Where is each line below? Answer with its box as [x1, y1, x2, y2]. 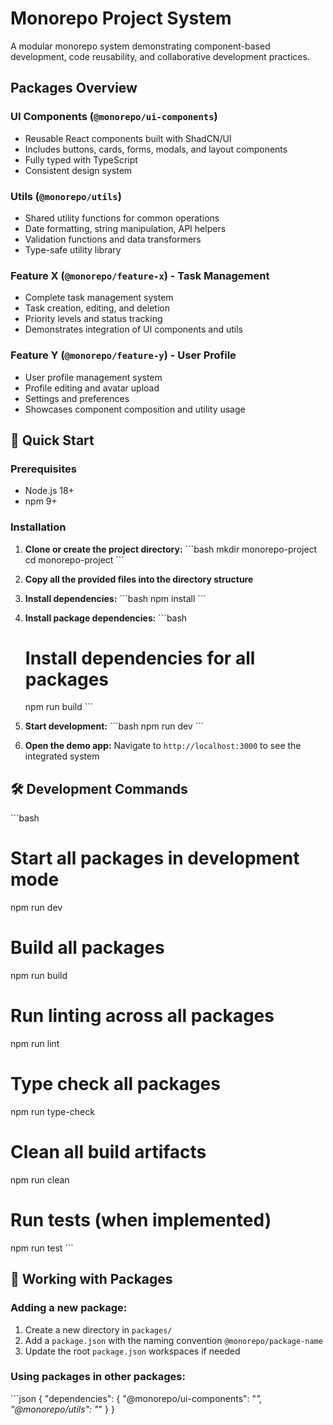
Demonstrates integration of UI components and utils [24, 323, 243, 336]
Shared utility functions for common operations [24, 212, 220, 224]
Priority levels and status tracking [24, 313, 163, 325]
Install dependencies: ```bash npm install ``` [24, 592, 207, 604]
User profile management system [24, 371, 163, 383]
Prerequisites [10, 462, 77, 476]
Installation [10, 520, 67, 534]
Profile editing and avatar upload [24, 382, 160, 394]
